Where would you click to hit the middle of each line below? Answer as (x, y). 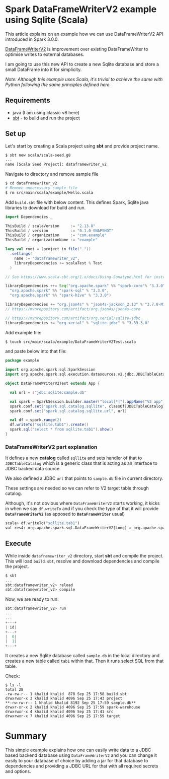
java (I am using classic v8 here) (46, 112)
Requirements (28, 100)
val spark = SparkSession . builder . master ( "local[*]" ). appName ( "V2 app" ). (89, 401)
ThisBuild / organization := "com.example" (56, 235)
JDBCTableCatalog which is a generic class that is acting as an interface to (81, 463)
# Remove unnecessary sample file (41, 188)
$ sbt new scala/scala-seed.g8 (38, 155)
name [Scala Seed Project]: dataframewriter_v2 (56, 165)
